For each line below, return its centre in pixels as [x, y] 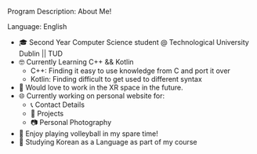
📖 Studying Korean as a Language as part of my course [108, 142]
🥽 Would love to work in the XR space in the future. [101, 87]
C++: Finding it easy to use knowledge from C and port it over [130, 71]
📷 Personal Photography [71, 122]
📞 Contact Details [58, 104]
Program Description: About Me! [60, 11]
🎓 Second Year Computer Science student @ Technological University [134, 42]
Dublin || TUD [41, 53]
